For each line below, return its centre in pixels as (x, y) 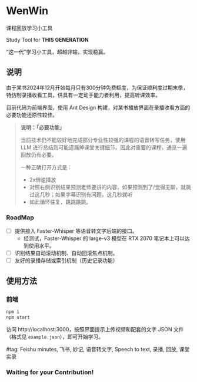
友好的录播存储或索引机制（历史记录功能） (66, 261)
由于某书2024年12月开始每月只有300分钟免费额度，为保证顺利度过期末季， (97, 87)
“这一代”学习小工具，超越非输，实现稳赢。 (57, 52)
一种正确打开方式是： (46, 167)
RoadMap (20, 218)
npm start (18, 317)
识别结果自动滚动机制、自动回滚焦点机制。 (66, 253)
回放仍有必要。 (39, 154)
